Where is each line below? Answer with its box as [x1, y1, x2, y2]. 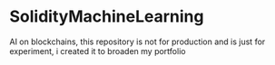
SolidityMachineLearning [9, 6, 204, 27]
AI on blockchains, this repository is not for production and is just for [9, 36, 266, 47]
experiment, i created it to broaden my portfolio [9, 45, 186, 56]
